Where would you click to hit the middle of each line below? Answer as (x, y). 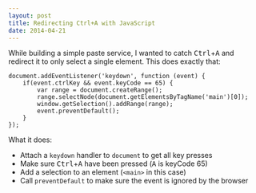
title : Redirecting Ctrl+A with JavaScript (82, 23)
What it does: (30, 140)
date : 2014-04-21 (37, 30)
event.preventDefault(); (78, 111)
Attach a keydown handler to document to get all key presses (116, 156)
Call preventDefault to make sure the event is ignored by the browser (134, 181)
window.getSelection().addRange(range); (105, 104)
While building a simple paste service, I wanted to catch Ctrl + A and (121, 53)
